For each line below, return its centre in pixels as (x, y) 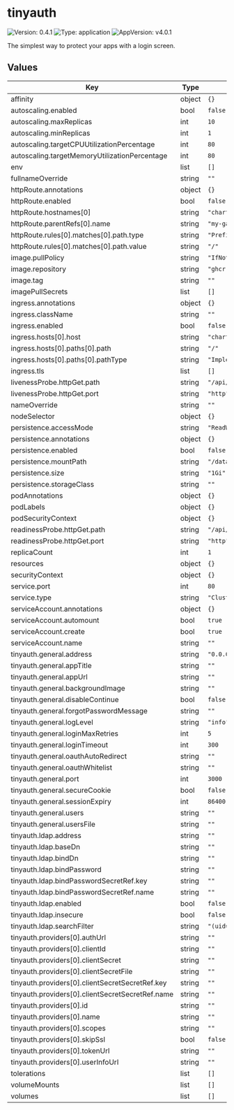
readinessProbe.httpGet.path (58, 529)
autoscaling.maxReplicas (52, 121)
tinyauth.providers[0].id (49, 1005)
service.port (31, 586)
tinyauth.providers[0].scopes (58, 1028)
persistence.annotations (50, 439)
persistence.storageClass (53, 484)
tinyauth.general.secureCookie (61, 790)
